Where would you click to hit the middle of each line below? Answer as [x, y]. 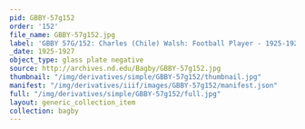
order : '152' [34, 26]
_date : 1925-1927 [42, 52]
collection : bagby [44, 111]
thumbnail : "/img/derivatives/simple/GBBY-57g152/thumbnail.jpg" [135, 77]
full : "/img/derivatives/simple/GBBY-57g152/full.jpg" [115, 94]
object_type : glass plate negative [77, 60]
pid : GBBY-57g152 [42, 18]
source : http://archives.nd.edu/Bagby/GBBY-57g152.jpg [115, 69]
